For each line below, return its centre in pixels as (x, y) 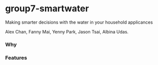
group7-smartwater (47, 9)
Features (16, 58)
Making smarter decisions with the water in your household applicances (79, 22)
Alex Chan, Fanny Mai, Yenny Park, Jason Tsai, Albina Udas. (67, 32)
